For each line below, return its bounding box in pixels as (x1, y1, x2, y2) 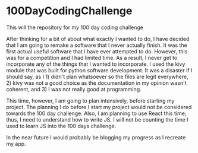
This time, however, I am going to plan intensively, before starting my (6, 97, 175, 104)
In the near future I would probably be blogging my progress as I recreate (6, 133, 186, 141)
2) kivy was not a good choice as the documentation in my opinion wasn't (6, 79, 187, 87)
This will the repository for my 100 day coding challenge (6, 24, 144, 31)
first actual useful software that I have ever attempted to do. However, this (6, 47, 188, 55)
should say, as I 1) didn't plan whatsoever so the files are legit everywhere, (6, 73, 188, 80)
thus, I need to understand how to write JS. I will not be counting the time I (6, 116, 188, 123)
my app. (6, 140, 26, 147)
